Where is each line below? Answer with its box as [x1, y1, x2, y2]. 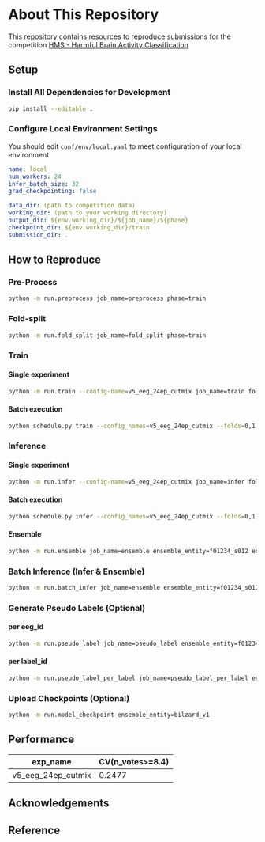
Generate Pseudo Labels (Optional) [8, 602, 146, 613]
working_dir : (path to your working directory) [8, 209, 168, 217]
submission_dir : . [8, 231, 69, 239]
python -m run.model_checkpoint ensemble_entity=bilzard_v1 [8, 711, 211, 719]
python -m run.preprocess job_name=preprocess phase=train [8, 294, 207, 302]
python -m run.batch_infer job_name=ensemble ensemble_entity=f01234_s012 [8, 583, 259, 591]
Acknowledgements [8, 797, 110, 810]
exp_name [31, 756, 73, 767]
